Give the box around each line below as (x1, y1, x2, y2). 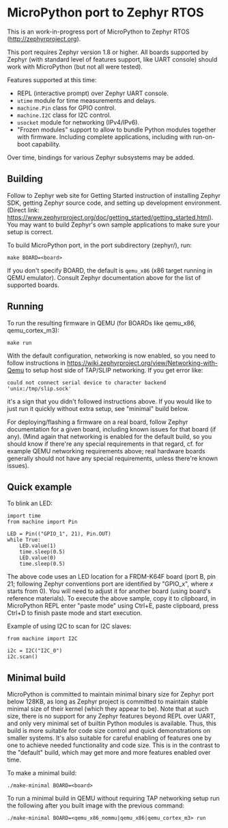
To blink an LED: (7, 499, 53, 507)
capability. (31, 140, 61, 148)
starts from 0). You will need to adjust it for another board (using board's (7, 587, 212, 595)
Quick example (7, 481, 72, 492)
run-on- (193, 132, 215, 141)
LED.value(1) (19, 542, 57, 549)
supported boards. (7, 281, 59, 289)
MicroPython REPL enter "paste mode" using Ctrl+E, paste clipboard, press (7, 601, 219, 610)
